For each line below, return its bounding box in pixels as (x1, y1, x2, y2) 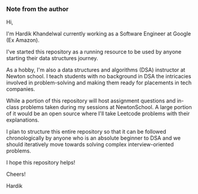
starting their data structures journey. (6, 55, 98, 62)
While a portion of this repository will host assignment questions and (6, 97, 176, 104)
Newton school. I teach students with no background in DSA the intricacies (6, 73, 191, 80)
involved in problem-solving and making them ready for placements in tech (6, 79, 192, 86)
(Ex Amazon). (6, 37, 40, 44)
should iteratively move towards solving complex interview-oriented (6, 141, 174, 148)
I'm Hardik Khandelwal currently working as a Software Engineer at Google (6, 30, 191, 37)
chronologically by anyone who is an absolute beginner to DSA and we (6, 134, 181, 142)
